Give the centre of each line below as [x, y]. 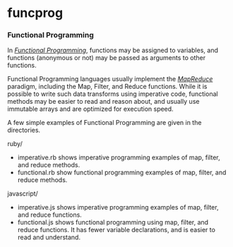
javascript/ [23, 194]
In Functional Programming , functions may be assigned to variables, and [113, 50]
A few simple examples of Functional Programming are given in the [104, 123]
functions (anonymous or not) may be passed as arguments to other [107, 58]
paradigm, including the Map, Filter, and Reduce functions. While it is [107, 87]
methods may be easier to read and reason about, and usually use [103, 102]
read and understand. [49, 237]
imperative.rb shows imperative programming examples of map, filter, [119, 157]
